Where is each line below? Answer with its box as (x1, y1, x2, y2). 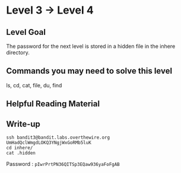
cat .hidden (6, 150, 36, 156)
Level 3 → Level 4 (6, 4, 94, 17)
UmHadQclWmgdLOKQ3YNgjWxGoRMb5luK (6, 140, 92, 146)
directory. (6, 49, 30, 56)
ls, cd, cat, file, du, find (6, 81, 62, 89)
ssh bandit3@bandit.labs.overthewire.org (6, 135, 110, 141)
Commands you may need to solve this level (6, 66, 173, 76)
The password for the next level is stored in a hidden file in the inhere (6, 43, 176, 50)
